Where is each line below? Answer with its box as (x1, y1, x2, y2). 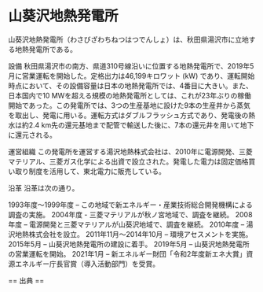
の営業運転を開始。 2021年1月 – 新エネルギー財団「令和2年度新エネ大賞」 (8, 249, 247, 258)
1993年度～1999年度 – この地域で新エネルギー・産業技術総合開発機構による (8, 200, 253, 209)
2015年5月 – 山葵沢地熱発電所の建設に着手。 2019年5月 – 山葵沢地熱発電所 (8, 239, 250, 249)
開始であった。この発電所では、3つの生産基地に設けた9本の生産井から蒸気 (8, 100, 251, 110)
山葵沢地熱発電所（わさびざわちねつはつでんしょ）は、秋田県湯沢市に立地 (8, 35, 249, 44)
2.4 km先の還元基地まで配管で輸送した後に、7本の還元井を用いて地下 (28, 120, 254, 130)
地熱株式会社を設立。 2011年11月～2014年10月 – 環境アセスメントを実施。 (14, 229, 253, 238)
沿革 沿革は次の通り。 (8, 183, 79, 193)
